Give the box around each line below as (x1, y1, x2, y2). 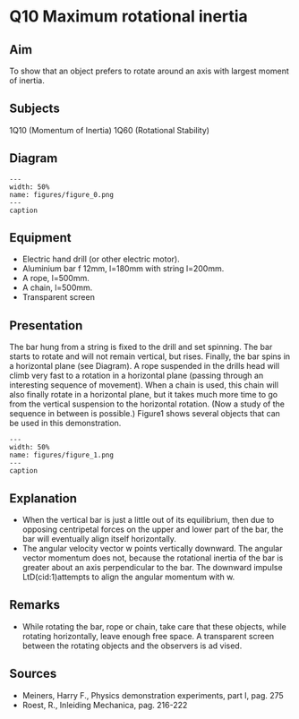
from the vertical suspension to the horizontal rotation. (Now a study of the (9, 398, 285, 409)
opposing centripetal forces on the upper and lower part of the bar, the (21, 524, 284, 535)
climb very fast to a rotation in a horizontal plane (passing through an (9, 370, 264, 381)
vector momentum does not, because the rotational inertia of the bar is (21, 552, 284, 563)
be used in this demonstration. (9, 418, 122, 429)
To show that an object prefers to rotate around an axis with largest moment (9, 65, 289, 76)
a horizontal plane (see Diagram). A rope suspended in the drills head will (9, 361, 280, 372)
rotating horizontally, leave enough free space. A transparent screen (21, 630, 275, 641)
